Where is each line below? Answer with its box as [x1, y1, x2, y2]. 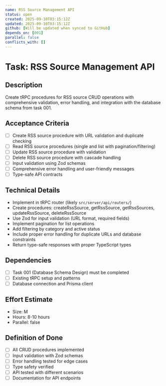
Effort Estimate [5, 295, 53, 304]
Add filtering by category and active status [12, 226, 101, 232]
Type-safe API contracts [12, 171, 63, 177]
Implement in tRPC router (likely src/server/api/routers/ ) [12, 199, 132, 205]
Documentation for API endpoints [12, 375, 81, 381]
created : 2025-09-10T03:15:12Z [5, 16, 70, 21]
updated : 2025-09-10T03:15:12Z [5, 21, 70, 26]
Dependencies [5, 256, 51, 264]
